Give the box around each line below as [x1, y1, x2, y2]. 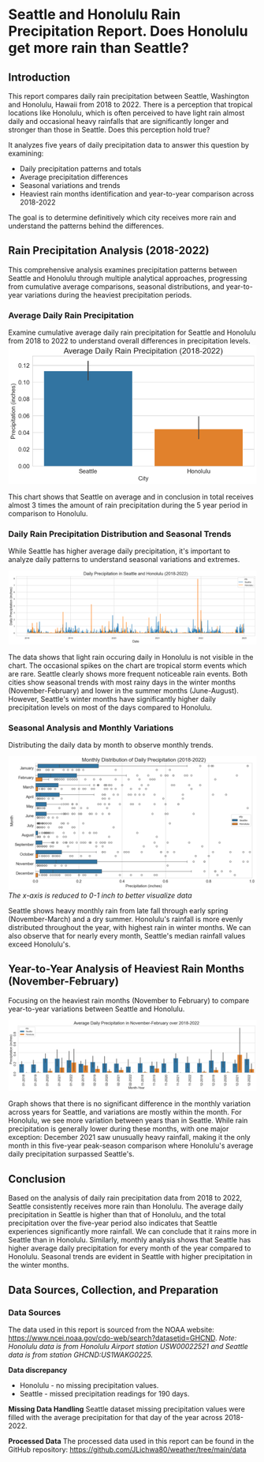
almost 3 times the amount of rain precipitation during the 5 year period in [8, 500, 248, 510]
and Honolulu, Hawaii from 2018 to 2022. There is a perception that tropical [8, 100, 254, 109]
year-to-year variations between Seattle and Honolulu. [8, 1004, 185, 1014]
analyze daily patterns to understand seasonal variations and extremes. [8, 555, 240, 564]
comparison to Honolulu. [8, 508, 88, 518]
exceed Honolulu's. [8, 939, 71, 949]
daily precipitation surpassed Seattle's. [8, 1149, 135, 1159]
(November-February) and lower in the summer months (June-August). [8, 685, 239, 695]
